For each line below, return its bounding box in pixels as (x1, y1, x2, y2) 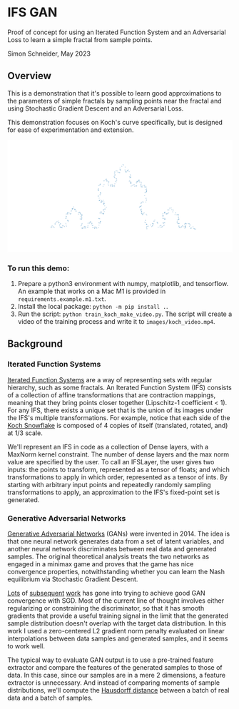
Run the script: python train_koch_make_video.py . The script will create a (17, 310, 233, 318)
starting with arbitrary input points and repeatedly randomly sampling (7, 480, 212, 489)
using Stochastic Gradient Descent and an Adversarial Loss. (7, 104, 184, 113)
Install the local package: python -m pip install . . (17, 302, 169, 311)
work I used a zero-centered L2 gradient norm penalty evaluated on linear (7, 627, 225, 636)
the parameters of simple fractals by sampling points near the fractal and (7, 96, 223, 105)
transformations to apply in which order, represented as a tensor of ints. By (7, 472, 228, 481)
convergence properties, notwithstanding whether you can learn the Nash (7, 568, 225, 576)
